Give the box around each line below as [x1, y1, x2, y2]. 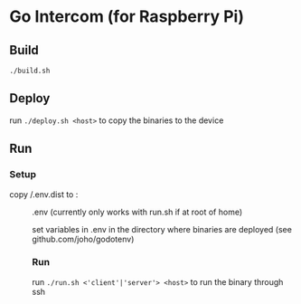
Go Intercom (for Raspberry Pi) [9, 6, 245, 27]
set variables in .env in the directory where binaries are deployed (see [32, 223, 292, 234]
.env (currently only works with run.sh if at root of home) [32, 206, 243, 217]
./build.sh [9, 66, 51, 75]
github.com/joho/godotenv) [32, 233, 135, 244]
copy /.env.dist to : [9, 188, 79, 200]
